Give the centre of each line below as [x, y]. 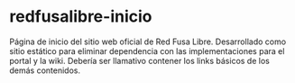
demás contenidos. [45, 70]
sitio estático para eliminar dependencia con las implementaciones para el [147, 51]
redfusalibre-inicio [81, 17]
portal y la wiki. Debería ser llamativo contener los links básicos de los [140, 60]
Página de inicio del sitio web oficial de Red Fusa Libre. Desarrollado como [148, 41]
